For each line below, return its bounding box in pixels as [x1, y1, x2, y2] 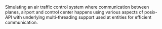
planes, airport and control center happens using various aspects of [5, 9, 143, 15]
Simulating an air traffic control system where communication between [5, 4, 149, 10]
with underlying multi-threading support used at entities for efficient [13, 14, 152, 20]
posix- [144, 9, 158, 15]
